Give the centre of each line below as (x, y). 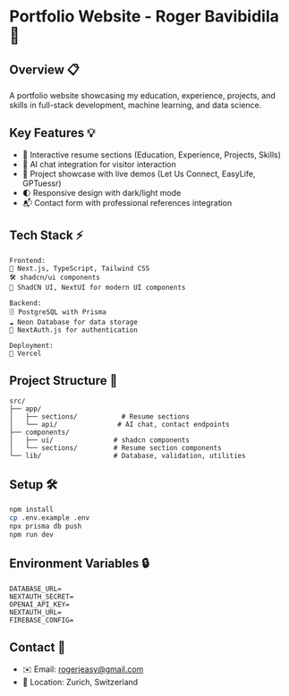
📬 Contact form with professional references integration (127, 202)
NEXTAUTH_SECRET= (42, 597)
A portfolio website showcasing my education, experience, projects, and (142, 95)
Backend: (25, 303)
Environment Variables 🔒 (79, 564)
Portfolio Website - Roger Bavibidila (144, 17)
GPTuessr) (42, 183)
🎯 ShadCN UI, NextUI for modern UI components (98, 287)
